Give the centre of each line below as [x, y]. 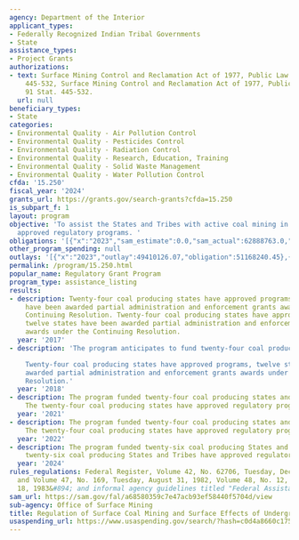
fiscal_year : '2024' [48, 191]
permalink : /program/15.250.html [71, 266]
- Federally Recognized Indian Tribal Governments [105, 34]
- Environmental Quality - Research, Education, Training [119, 158]
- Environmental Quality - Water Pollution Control [107, 174]
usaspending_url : [41, 521]
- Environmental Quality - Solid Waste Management [105, 166]
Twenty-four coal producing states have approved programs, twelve [153, 364]
